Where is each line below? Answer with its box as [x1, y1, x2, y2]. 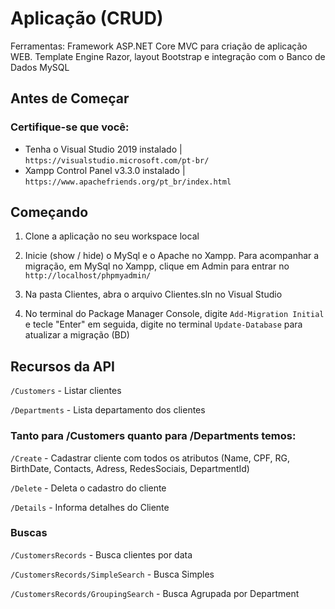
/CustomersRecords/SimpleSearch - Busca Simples [10, 568, 215, 580]
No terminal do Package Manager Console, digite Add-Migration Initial [24, 308, 325, 320]
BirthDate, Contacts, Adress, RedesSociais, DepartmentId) [10, 462, 250, 474]
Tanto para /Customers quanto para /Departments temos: [10, 429, 297, 443]
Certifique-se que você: [10, 120, 130, 134]
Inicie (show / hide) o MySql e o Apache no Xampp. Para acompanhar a [24, 250, 320, 262]
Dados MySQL [10, 61, 70, 73]
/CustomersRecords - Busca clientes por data [10, 548, 193, 561]
